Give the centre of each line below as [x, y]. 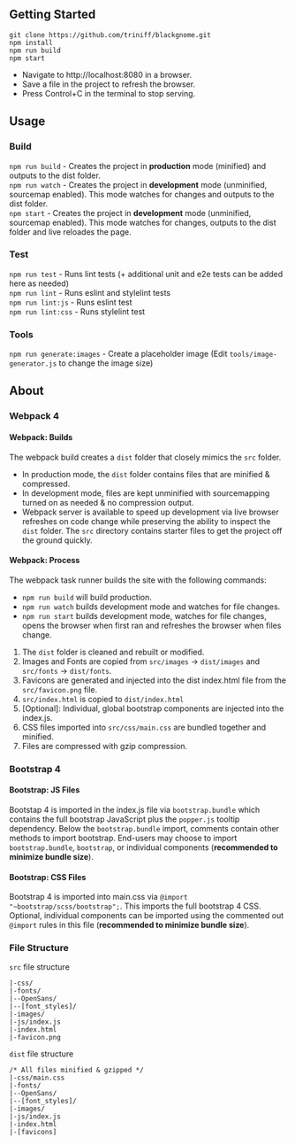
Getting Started [53, 15]
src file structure [40, 967]
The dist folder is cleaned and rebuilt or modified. [113, 652]
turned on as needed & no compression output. [108, 502]
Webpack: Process [45, 561]
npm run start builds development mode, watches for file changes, [144, 615]
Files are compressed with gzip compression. [105, 746]
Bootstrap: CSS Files [48, 877]
